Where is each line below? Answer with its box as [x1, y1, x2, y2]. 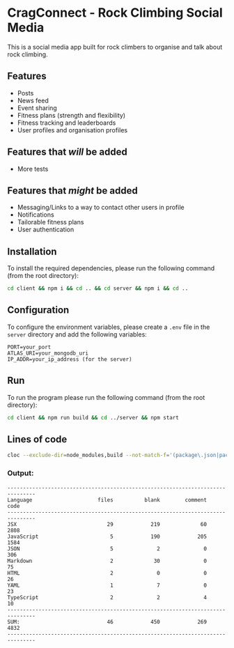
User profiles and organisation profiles [17, 125, 127, 134]
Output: [7, 468, 34, 478]
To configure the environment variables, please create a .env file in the [7, 323, 210, 331]
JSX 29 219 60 [7, 520, 208, 527]
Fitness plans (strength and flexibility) [17, 111, 126, 119]
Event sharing [17, 103, 57, 112]
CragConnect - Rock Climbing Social [7, 5, 223, 21]
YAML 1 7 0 [7, 582, 208, 589]
